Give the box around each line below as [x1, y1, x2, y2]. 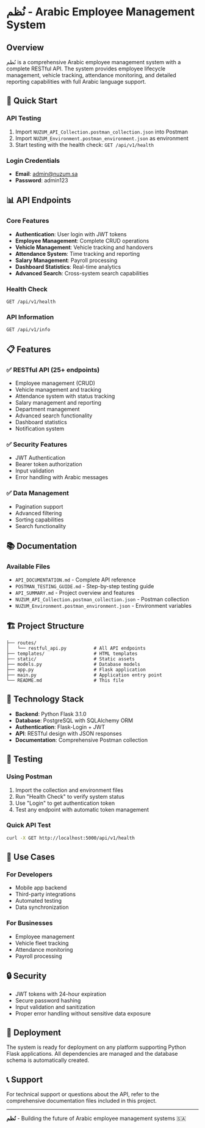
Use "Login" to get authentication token [15, 799, 115, 807]
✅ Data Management [6, 489, 69, 498]
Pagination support [15, 502, 63, 510]
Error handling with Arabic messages [15, 474, 109, 481]
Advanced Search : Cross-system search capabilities [15, 269, 149, 277]
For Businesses [6, 919, 53, 927]
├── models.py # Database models [6, 662, 140, 668]
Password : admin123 [15, 176, 68, 184]
